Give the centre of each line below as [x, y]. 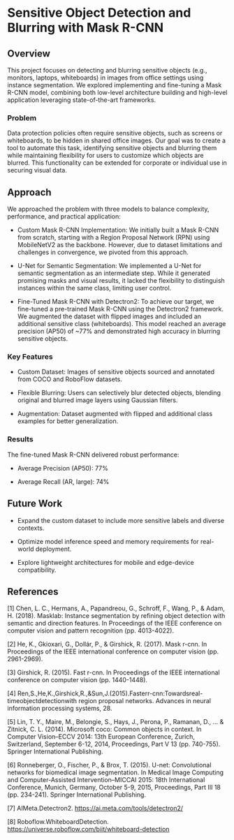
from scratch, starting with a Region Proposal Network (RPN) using [114, 237]
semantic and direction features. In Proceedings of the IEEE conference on [115, 624]
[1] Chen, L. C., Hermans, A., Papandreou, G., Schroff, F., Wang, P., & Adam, [116, 608]
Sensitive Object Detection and [99, 13]
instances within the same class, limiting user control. [94, 288]
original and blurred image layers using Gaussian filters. [97, 400]
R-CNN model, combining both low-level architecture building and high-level [117, 93]
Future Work [35, 504]
